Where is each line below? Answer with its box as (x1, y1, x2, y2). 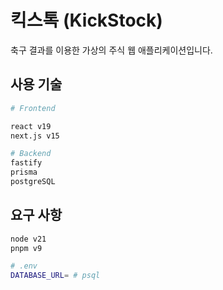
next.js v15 (10, 131, 60, 141)
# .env (10, 261, 38, 271)
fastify (10, 158, 43, 168)
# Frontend (10, 103, 56, 113)
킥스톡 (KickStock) (10, 9, 163, 32)
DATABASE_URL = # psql (10, 271, 101, 281)
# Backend (10, 149, 52, 159)
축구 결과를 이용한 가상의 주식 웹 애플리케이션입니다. (10, 44, 213, 56)
